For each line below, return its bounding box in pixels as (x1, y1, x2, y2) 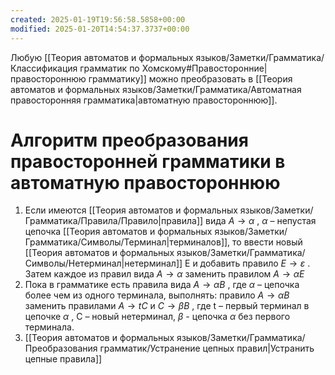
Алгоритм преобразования (10, 129, 249, 151)
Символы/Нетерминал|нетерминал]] (24, 257, 183, 270)
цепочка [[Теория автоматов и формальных (24, 226, 213, 238)
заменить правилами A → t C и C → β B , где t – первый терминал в (24, 300, 310, 312)
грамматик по (79, 62, 140, 74)
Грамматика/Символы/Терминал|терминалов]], (24, 236, 231, 248)
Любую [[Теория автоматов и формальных (10, 51, 194, 63)
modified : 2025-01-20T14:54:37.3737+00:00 (10, 24, 190, 34)
